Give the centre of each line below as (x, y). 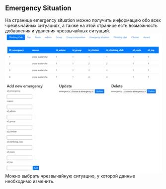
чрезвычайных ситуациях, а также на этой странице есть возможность (82, 25)
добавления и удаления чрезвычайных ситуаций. (58, 31)
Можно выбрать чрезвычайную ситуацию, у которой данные (70, 176)
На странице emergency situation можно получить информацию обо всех (83, 20)
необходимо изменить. (30, 181)
